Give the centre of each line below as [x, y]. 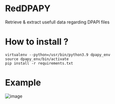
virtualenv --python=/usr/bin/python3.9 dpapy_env [58, 55]
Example [23, 83]
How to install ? [37, 42]
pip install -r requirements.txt [39, 63]
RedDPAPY [28, 9]
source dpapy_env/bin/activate [37, 59]
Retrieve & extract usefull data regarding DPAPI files [57, 22]
